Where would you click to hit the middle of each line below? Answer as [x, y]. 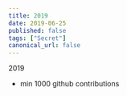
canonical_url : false [45, 46]
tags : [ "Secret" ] [37, 38]
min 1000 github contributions [70, 84]
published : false [37, 30]
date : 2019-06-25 [37, 23]
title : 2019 [28, 16]
